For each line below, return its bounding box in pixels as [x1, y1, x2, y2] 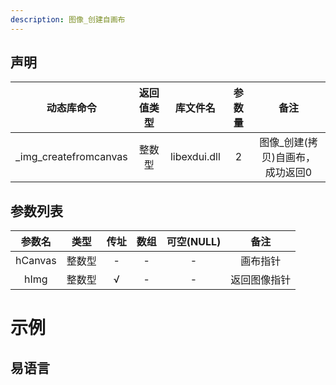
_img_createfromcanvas [15, 150, 128, 164]
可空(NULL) [166, 235, 222, 249]
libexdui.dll [169, 150, 221, 164]
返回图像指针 [230, 273, 292, 287]
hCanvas [15, 254, 57, 268]
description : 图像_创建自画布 [10, 14, 126, 25]
